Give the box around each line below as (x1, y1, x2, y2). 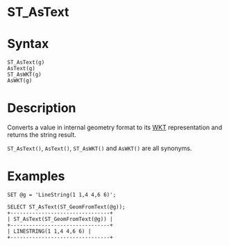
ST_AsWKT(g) (7, 71, 42, 79)
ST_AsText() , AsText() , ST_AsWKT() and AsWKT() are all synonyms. (7, 144, 192, 153)
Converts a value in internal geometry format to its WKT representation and (7, 123, 223, 132)
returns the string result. (7, 131, 76, 139)
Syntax (7, 36, 49, 52)
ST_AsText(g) (7, 59, 45, 66)
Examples (7, 168, 65, 184)
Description (7, 100, 76, 116)
